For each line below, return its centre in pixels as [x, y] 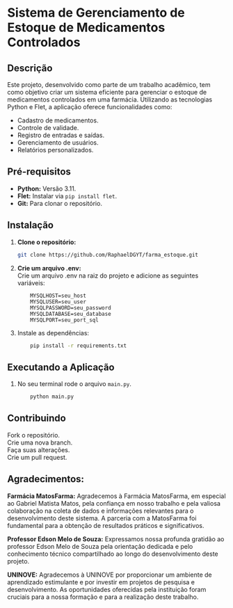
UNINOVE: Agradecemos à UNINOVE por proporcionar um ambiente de [110, 575]
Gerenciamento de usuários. [58, 143]
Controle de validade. [48, 128]
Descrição [30, 68]
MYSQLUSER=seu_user [58, 302]
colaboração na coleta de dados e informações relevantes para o [101, 511]
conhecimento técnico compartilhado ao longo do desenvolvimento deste [113, 554]
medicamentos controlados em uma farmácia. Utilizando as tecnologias [110, 99]
